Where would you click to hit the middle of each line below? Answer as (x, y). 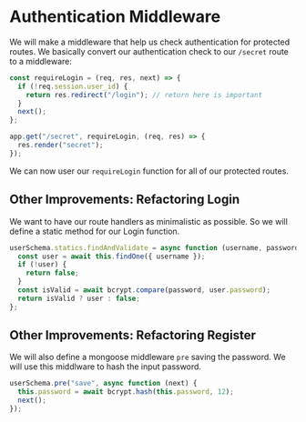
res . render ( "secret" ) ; (61, 146)
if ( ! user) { (42, 265)
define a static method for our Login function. (95, 231)
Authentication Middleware (115, 17)
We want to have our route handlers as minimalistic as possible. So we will (149, 221)
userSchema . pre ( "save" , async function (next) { (103, 384)
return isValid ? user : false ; (79, 298)
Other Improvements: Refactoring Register (133, 335)
